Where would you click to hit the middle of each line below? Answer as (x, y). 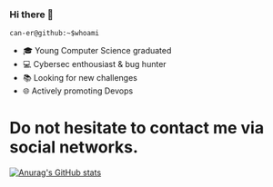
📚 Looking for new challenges (80, 78)
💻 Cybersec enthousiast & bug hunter (94, 64)
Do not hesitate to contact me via (137, 128)
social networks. (74, 148)
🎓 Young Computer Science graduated (97, 51)
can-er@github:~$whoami (55, 34)
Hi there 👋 (32, 15)
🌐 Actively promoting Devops (78, 91)
